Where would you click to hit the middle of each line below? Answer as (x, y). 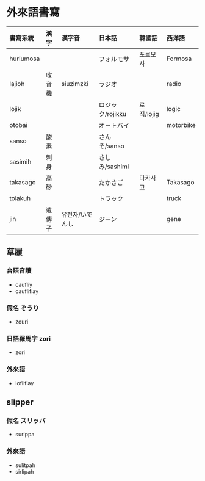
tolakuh (20, 198)
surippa (25, 435)
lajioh (17, 84)
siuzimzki (75, 84)
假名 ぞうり (23, 308)
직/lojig (149, 114)
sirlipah (24, 471)
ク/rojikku (113, 114)
